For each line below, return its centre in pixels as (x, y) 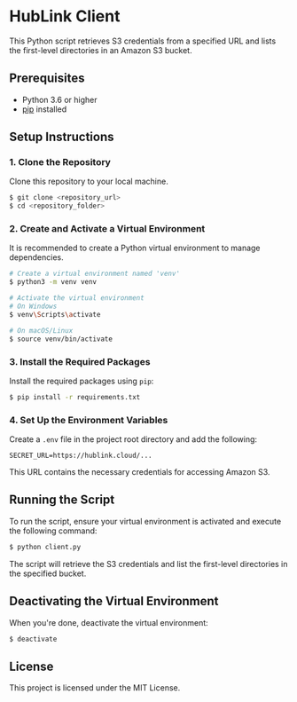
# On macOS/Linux (41, 330)
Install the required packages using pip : (82, 381)
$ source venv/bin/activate (61, 339)
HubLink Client (65, 16)
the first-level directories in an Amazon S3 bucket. (101, 50)
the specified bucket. (48, 573)
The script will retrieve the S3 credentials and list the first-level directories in (148, 564)
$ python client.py (45, 547)
